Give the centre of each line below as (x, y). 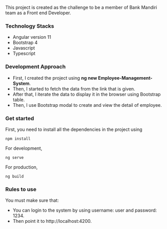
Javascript (24, 48)
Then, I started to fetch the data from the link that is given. (74, 88)
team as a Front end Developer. (38, 13)
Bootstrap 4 (25, 42)
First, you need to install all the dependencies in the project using (74, 129)
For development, (24, 148)
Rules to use (21, 189)
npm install (18, 139)
